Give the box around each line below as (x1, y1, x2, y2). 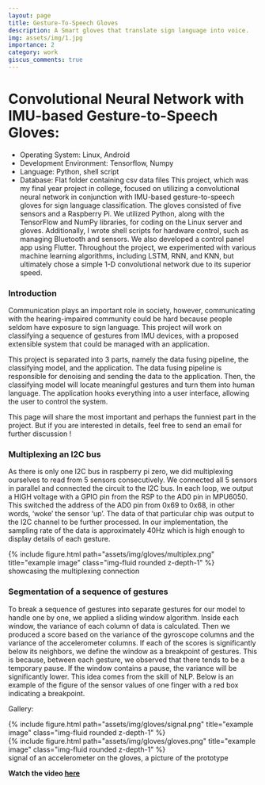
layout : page (8, 11, 51, 20)
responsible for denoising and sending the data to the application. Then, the (8, 372, 256, 381)
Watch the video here (8, 768, 81, 778)
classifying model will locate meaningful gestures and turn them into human (8, 380, 256, 389)
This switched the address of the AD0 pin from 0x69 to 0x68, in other (8, 500, 235, 510)
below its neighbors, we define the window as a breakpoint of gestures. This (8, 646, 258, 656)
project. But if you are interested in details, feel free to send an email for (8, 421, 243, 431)
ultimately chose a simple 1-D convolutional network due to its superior (19, 259, 252, 269)
